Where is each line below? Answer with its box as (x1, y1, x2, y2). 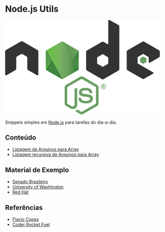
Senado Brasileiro (12, 179, 48, 185)
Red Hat (12, 189, 29, 195)
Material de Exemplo (5, 165, 69, 174)
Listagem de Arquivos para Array (12, 146, 80, 152)
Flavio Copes (12, 216, 39, 222)
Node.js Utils (5, 3, 59, 15)
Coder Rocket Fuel (12, 221, 50, 227)
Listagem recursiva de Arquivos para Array (12, 152, 99, 158)
